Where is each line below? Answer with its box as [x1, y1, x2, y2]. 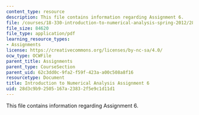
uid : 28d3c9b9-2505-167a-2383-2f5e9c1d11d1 [6, 86, 115, 92]
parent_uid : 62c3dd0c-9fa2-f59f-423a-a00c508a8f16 [6, 69, 134, 75]
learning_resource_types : [6, 36, 70, 42]
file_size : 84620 [6, 25, 49, 31]
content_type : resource [6, 8, 65, 15]
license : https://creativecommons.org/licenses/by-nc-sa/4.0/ [6, 47, 163, 53]
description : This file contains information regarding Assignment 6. [6, 14, 184, 20]
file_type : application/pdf [6, 31, 76, 37]
